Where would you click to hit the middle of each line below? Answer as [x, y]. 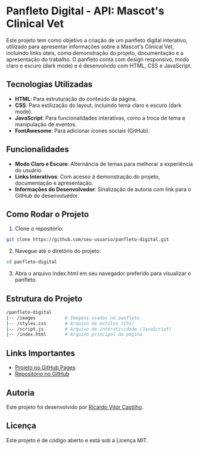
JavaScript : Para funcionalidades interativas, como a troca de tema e [100, 118]
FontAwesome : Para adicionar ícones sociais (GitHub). [82, 130]
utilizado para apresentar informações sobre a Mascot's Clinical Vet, [90, 47]
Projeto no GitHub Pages [45, 368]
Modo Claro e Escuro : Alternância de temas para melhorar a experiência [104, 164]
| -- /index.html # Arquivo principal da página [74, 335]
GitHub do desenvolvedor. [47, 195]
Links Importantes [41, 353]
